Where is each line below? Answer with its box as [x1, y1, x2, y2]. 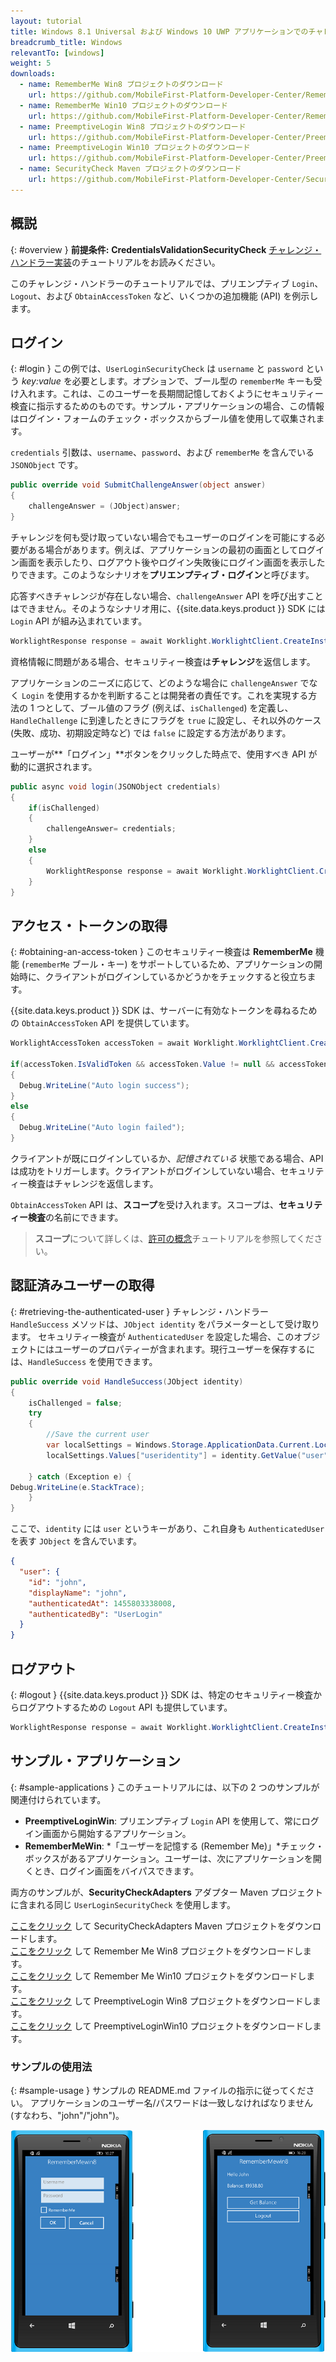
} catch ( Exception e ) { [28, 1471, 132, 1482]
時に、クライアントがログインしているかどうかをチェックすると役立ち [18, 971, 308, 983]
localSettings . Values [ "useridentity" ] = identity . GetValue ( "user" [46, 1450, 329, 1460]
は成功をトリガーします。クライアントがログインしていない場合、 [10, 1165, 281, 1177]
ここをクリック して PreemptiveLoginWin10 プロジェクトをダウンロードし [10, 2020, 313, 2032]
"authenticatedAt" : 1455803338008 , [28, 1598, 177, 1609]
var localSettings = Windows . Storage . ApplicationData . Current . [46, 1440, 315, 1450]
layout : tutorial [10, 16, 83, 26]
